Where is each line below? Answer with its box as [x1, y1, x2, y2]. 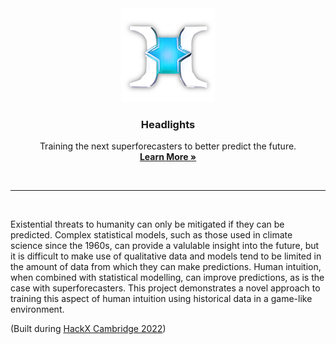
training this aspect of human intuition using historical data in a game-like [10, 293, 313, 305]
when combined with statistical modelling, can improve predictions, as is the [10, 272, 325, 284]
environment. [10, 303, 65, 316]
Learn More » [139, 151, 197, 163]
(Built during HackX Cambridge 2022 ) [10, 323, 167, 335]
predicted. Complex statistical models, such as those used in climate [10, 229, 293, 241]
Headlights [140, 117, 196, 131]
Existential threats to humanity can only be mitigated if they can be [10, 218, 285, 231]
